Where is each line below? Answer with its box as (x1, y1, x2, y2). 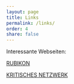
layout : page (6, 8, 39, 15)
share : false (6, 31, 39, 37)
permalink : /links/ (6, 20, 55, 26)
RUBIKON (6, 60, 30, 67)
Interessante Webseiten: (6, 48, 66, 55)
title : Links (6, 15, 39, 21)
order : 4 (6, 25, 28, 32)
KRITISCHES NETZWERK (6, 71, 68, 79)
